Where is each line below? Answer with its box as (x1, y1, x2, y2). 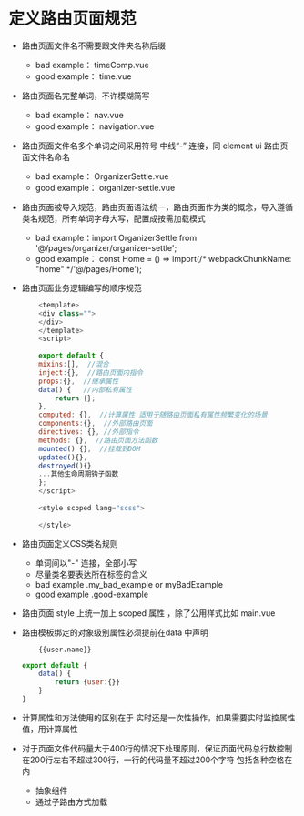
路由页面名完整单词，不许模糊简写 (21, 90, 150, 101)
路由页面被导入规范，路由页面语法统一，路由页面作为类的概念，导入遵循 (21, 201, 293, 212)
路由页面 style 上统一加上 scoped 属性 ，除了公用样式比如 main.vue (21, 607, 276, 619)
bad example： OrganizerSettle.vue (35, 170, 169, 182)
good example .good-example (35, 589, 149, 599)
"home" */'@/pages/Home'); (35, 263, 143, 274)
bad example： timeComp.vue (35, 59, 149, 70)
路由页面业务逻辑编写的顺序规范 (21, 282, 142, 293)
